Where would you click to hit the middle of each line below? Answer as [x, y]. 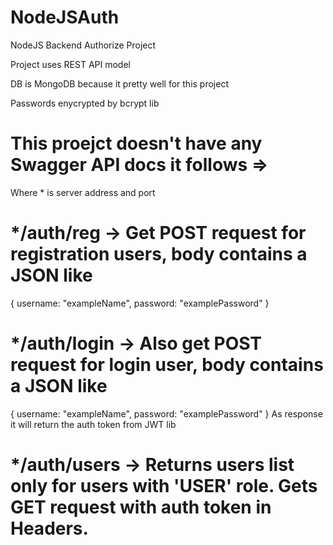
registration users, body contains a [159, 254]
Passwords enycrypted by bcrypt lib [85, 103]
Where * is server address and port [83, 192]
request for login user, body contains [167, 365]
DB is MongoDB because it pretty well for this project [120, 83]
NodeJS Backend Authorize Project [83, 45]
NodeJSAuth [65, 17]
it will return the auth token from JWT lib [93, 424]
